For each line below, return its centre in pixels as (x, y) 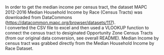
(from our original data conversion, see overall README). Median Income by (82, 38)
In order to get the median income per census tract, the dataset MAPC (76, 7)
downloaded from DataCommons (39, 17)
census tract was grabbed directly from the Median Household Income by (80, 43)
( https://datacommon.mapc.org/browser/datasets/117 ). (60, 22)
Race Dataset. (19, 48)
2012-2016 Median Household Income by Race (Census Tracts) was (74, 12)
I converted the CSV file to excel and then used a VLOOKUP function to (77, 28)
